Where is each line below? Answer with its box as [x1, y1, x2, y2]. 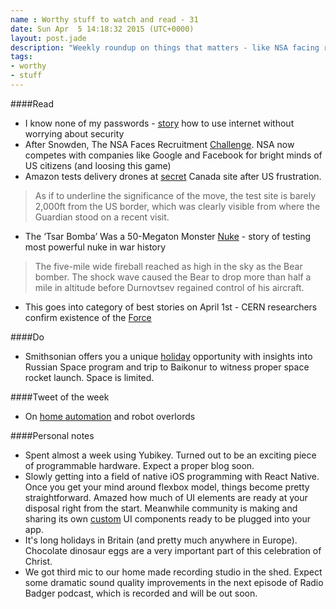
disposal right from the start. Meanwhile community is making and [24, 502, 298, 514]
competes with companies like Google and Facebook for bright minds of [24, 149, 323, 161]
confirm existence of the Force [24, 311, 152, 323]
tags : [10, 52, 33, 62]
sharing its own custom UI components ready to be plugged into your [24, 512, 311, 525]
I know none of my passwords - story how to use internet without [24, 117, 295, 129]
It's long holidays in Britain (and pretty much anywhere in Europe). [24, 534, 298, 546]
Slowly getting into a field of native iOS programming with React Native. [24, 470, 320, 482]
